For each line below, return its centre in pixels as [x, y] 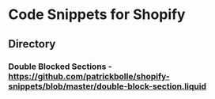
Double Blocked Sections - [60, 67]
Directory [32, 44]
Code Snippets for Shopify [97, 15]
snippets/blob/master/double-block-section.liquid [107, 86]
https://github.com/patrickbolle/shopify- [89, 76]
